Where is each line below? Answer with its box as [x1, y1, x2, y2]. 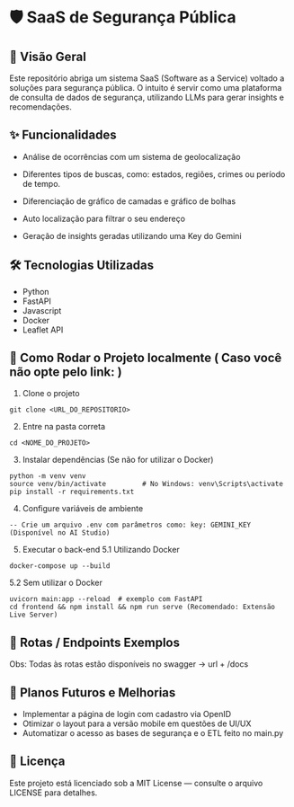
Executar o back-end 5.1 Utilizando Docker [22, 545, 180, 555]
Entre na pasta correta [22, 421, 106, 432]
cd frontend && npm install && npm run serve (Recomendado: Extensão [9, 603, 276, 612]
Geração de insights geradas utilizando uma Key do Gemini [22, 230, 242, 241]
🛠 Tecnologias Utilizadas [9, 258, 155, 273]
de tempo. [22, 178, 61, 189]
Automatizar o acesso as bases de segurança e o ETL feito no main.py [22, 728, 284, 739]
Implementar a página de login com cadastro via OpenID [22, 709, 232, 720]
